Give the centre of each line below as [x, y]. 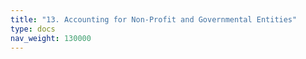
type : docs [33, 29]
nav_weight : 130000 [51, 38]
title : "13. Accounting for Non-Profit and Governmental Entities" [154, 19]
